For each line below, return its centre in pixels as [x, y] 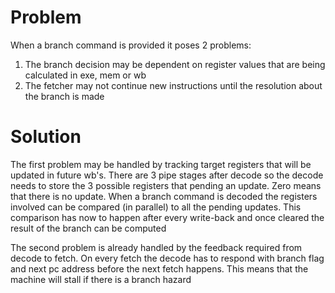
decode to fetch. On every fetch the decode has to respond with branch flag [167, 258]
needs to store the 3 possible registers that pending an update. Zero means [166, 185]
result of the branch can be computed [88, 228]
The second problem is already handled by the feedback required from [156, 247]
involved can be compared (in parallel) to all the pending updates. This [156, 207]
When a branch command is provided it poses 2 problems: [131, 45]
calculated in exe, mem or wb [85, 75]
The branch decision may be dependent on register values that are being [175, 64]
